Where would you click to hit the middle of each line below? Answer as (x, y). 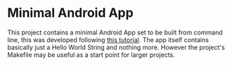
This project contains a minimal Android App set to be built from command (115, 32)
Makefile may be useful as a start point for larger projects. (91, 55)
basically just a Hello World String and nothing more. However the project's (116, 47)
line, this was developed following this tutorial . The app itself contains (108, 39)
